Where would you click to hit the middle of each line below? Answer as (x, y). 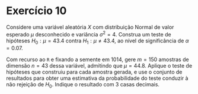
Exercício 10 (36, 11)
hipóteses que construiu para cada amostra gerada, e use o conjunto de (94, 72)
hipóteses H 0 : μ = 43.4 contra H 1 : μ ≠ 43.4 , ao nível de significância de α (98, 41)
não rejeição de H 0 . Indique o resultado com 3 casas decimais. (83, 85)
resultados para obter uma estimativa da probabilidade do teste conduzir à (97, 78)
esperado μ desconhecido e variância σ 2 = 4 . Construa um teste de (89, 33)
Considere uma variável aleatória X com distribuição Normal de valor (90, 27)
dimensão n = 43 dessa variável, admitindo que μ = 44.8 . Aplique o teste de (99, 66)
